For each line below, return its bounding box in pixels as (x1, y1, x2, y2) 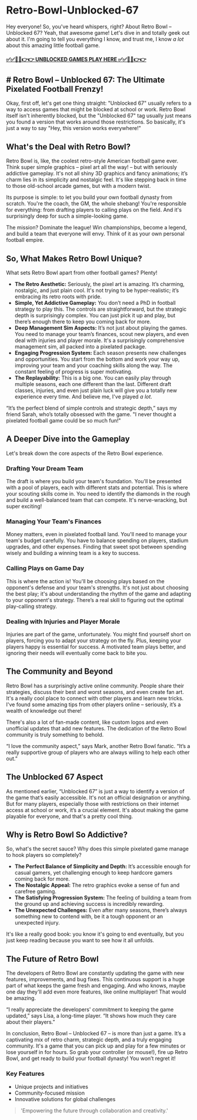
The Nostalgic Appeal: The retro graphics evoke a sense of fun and (14, 882, 180, 889)
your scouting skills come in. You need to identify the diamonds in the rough (6, 490, 191, 497)
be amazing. (6, 995, 36, 1002)
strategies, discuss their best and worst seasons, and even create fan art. (6, 688, 184, 695)
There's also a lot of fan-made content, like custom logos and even (6, 719, 169, 726)
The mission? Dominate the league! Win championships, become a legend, (6, 224, 187, 231)
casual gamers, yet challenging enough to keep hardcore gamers (14, 869, 173, 876)
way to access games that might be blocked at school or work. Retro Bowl (6, 106, 186, 113)
